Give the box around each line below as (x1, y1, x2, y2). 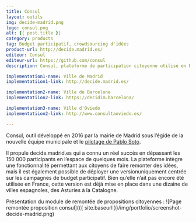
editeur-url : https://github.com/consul (6, 57, 106, 63)
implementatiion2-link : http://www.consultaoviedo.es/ (6, 110, 142, 117)
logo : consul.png (6, 25, 48, 31)
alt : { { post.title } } (6, 30, 61, 36)
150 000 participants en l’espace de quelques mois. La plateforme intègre (6, 155, 183, 162)
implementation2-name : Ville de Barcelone (6, 89, 111, 95)
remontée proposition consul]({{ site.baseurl (6, 204, 113, 211)
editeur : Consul (6, 52, 45, 58)
